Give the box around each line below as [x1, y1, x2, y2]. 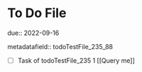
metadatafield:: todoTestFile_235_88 [7, 42, 114, 51]
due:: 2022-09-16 [7, 29, 60, 37]
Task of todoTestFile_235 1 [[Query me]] [17, 56, 135, 65]
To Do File [7, 5, 67, 21]
